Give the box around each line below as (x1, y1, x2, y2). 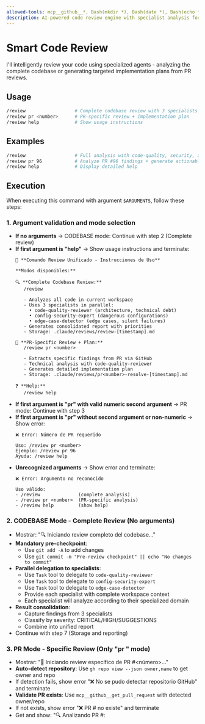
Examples (6, 136, 45, 147)
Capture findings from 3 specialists (24, 610, 113, 617)
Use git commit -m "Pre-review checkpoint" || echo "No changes (24, 552, 192, 560)
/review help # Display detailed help (6, 164, 138, 170)
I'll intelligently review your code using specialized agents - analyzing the (6, 61, 190, 68)
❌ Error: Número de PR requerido (15, 432, 101, 438)
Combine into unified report (24, 623, 94, 630)
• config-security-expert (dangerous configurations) (29, 313, 169, 319)
